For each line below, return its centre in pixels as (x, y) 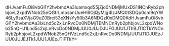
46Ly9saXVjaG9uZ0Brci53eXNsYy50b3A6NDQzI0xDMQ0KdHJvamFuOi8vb (84, 18)
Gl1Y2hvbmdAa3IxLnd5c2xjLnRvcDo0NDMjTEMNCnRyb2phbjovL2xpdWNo (84, 23)
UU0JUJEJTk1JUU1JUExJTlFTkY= (41, 39)
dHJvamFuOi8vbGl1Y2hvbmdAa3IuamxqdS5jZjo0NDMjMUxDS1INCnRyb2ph (85, 7)
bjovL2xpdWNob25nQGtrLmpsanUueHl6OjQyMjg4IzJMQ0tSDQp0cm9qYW (84, 12)
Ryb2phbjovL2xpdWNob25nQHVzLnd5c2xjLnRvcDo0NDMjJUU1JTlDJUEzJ (84, 34)
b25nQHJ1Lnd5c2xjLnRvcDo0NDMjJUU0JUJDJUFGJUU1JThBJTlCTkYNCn (85, 28)
